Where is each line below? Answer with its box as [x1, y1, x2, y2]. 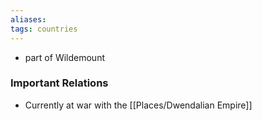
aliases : [10, 14, 47, 25]
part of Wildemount [24, 51, 105, 63]
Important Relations [10, 76, 109, 90]
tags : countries [10, 24, 78, 34]
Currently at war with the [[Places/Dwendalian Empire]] [24, 99, 253, 111]
